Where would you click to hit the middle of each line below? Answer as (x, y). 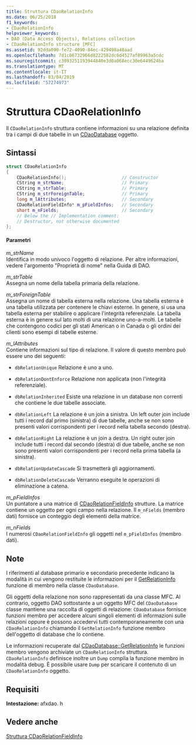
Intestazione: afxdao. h (35, 704)
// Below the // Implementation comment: (68, 216)
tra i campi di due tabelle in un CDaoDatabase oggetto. (72, 134)
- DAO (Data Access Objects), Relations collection (70, 39)
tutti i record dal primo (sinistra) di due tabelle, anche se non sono (94, 420)
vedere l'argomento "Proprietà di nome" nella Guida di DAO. (78, 266)
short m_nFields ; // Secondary (85, 210)
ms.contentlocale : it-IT (36, 72)
